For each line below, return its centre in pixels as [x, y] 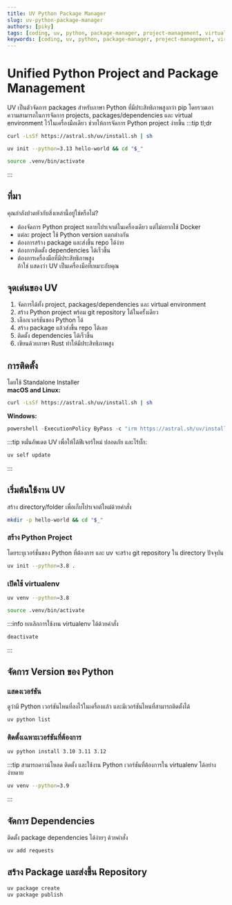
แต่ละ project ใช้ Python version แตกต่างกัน [73, 234]
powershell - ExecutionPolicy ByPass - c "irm [72, 429]
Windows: [22, 416]
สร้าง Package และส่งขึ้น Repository [77, 872]
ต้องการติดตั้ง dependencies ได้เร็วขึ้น [64, 250]
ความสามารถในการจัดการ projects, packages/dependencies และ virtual [100, 116]
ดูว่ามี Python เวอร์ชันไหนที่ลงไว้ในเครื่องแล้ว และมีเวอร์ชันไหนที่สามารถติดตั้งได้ [99, 706]
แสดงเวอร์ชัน [24, 691]
